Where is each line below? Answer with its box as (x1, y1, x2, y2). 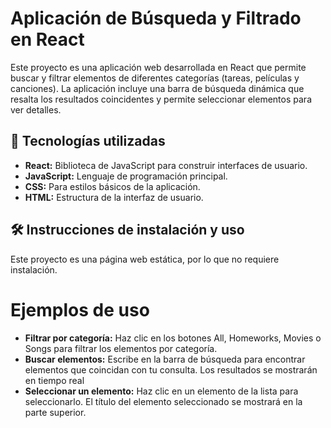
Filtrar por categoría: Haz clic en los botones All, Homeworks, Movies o (24, 332, 322, 344)
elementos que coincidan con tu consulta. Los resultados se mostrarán (24, 363, 318, 376)
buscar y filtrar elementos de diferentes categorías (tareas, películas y (10, 72, 300, 84)
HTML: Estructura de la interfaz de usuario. (24, 191, 204, 203)
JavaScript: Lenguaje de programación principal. (24, 170, 228, 182)
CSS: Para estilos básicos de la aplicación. (24, 180, 201, 192)
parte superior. (24, 406, 87, 418)
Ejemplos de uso (10, 298, 150, 321)
